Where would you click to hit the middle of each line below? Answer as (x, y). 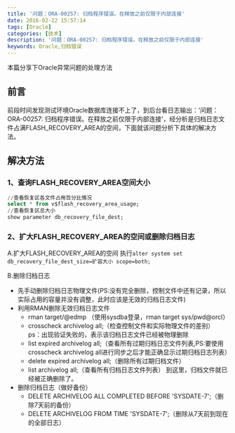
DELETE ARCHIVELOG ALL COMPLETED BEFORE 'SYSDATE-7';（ (122, 396)
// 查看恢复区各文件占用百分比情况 (50, 198)
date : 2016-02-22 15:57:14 (47, 20)
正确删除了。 (59, 379)
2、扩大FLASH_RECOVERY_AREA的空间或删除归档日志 (101, 237)
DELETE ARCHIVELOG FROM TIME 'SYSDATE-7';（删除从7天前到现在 (128, 414)
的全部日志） (46, 422)
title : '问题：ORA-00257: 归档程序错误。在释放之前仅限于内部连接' (96, 14)
